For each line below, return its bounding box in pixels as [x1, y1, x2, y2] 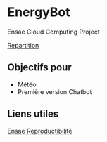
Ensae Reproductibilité [7, 127, 73, 135]
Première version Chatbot [17, 87, 92, 96]
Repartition [7, 41, 39, 49]
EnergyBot [7, 4, 70, 20]
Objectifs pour [7, 61, 72, 74]
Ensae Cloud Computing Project [7, 27, 100, 36]
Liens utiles [7, 108, 59, 120]
